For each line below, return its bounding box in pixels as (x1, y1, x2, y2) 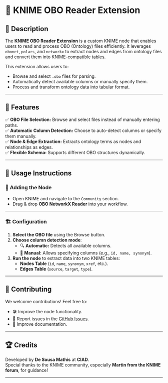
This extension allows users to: (5, 64, 69, 69)
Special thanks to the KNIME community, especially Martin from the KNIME (5, 362, 161, 368)
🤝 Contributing (5, 285, 52, 294)
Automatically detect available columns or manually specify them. (12, 79, 148, 84)
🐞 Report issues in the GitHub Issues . (12, 316, 89, 322)
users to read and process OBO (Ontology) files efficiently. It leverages (5, 43, 151, 49)
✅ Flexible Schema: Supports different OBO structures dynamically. (5, 149, 145, 155)
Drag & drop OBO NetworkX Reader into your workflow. (12, 201, 128, 207)
